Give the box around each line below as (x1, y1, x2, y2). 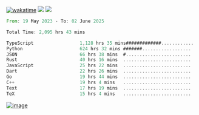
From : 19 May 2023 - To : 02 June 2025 (6, 18, 104, 24)
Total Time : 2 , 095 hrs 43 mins (6, 29, 86, 35)
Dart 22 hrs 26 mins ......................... (6, 68, 191, 74)
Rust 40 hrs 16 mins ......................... (6, 57, 191, 63)
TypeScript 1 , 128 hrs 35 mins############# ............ (6, 40, 194, 46)
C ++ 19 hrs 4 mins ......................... (6, 79, 191, 85)
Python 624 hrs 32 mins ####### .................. (6, 45, 191, 51)
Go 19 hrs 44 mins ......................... (6, 74, 191, 80)
